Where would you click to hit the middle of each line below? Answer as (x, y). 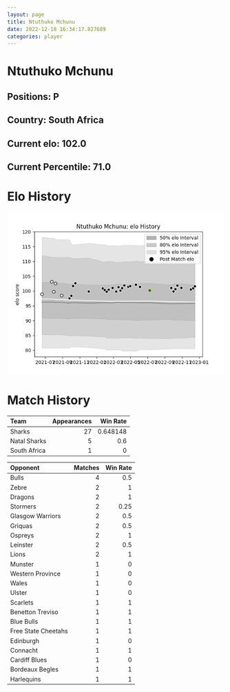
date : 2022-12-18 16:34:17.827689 (57, 29)
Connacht (24, 650)
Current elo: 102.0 (47, 144)
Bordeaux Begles (34, 669)
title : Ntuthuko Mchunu (41, 22)
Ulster (19, 593)
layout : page (26, 14)
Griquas (21, 526)
